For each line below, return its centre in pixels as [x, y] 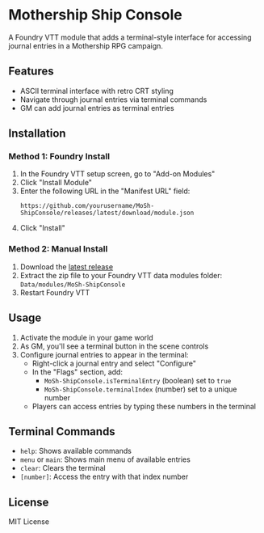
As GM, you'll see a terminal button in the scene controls [114, 346]
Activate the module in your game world [86, 337]
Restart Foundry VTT [55, 292]
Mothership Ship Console [96, 15]
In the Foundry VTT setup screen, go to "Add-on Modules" [117, 174]
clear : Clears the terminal [63, 468]
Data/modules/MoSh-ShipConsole [73, 285]
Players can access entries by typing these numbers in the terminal [144, 406]
